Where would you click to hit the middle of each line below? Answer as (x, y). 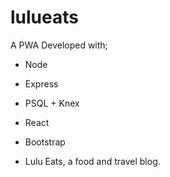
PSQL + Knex (52, 103)
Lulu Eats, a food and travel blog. (92, 161)
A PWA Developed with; (59, 45)
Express (41, 83)
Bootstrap (45, 142)
